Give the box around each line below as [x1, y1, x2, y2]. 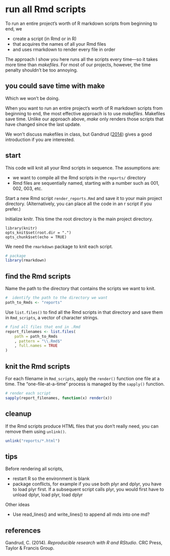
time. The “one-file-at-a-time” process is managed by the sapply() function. [5, 381, 165, 387]
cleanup [5, 410, 32, 418]
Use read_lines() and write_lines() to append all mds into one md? [12, 511, 150, 517]
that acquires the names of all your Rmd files [12, 41, 107, 47]
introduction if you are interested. [5, 136, 75, 143]
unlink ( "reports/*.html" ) [5, 438, 60, 443]
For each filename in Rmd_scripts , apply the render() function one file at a [5, 375, 160, 381]
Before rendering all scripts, [5, 466, 63, 472]
